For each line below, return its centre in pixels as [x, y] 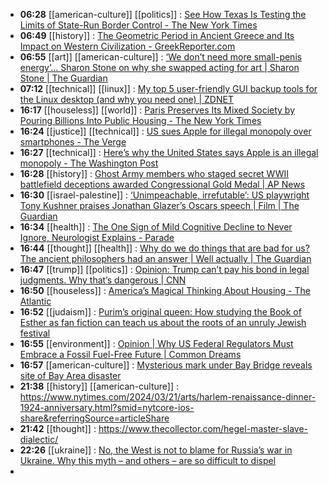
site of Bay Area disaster [70, 375]
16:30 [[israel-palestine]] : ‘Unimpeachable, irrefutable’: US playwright [164, 195]
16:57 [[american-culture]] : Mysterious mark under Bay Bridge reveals [166, 365]
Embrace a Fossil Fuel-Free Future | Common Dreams [130, 354]
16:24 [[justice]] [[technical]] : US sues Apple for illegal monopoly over [165, 131]
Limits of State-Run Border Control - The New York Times [138, 25]
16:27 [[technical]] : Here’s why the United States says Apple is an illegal [169, 152]
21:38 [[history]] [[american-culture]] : [99, 386]
